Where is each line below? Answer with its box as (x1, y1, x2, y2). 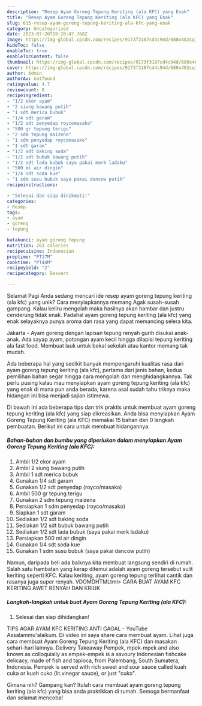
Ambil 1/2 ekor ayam (15, 457, 66, 465)
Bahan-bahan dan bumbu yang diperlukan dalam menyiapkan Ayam (7, 436, 182, 444)
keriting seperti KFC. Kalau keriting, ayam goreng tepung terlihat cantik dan (7, 572, 193, 579)
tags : (7, 210, 20, 216)
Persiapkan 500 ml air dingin (15, 534, 86, 542)
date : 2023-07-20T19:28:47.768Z (7, 31, 88, 37)
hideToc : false (7, 43, 45, 49)
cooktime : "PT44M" (7, 259, 53, 265)
